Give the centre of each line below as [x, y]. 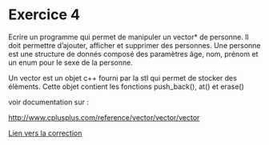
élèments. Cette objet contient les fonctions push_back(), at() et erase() [126, 87]
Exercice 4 [44, 15]
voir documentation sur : [49, 102]
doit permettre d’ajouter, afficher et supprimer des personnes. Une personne [134, 45]
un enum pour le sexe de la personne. [71, 62]
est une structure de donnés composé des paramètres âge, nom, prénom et [133, 54]
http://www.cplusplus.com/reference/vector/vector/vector [104, 117]
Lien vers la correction [45, 133]
